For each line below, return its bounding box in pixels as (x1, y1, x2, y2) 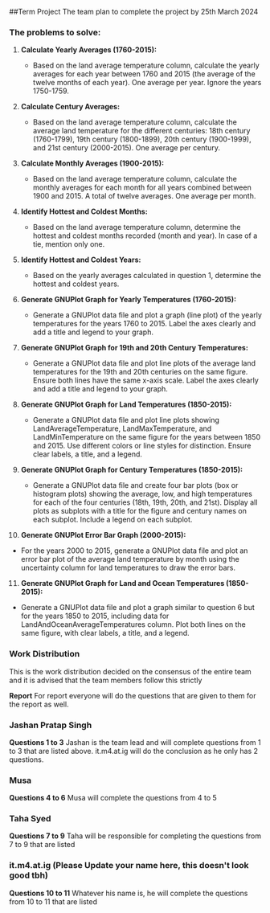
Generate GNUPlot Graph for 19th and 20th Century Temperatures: (20, 343, 248, 353)
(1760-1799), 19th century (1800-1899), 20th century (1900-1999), (32, 134, 252, 144)
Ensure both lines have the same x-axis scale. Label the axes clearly (32, 375, 260, 385)
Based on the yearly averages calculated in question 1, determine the (32, 271, 262, 280)
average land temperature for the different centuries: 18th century (32, 126, 251, 136)
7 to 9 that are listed (9, 840, 76, 850)
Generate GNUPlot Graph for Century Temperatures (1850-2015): (20, 465, 243, 475)
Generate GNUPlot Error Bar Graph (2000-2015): (20, 530, 186, 540)
